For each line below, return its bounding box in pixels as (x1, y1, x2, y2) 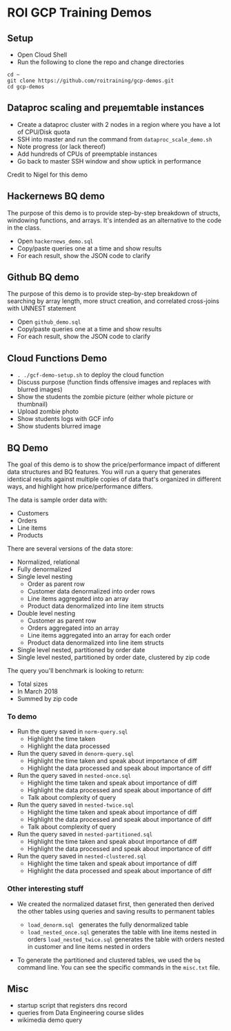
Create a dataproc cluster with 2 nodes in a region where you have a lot (17, 120, 221, 128)
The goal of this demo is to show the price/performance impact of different (7, 460, 221, 469)
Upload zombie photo (17, 407, 79, 415)
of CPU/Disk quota (17, 128, 70, 136)
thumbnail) (17, 400, 48, 409)
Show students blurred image (17, 422, 101, 431)
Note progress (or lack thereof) (17, 142, 106, 150)
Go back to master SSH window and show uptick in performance (17, 157, 201, 165)
